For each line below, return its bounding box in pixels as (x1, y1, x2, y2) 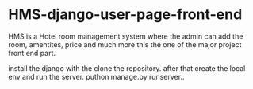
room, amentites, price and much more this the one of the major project (8, 39, 242, 49)
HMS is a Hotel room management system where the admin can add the (8, 32, 243, 41)
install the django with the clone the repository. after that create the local (8, 63, 246, 72)
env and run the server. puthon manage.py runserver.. (8, 72, 185, 81)
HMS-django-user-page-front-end (8, 6, 243, 24)
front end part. (8, 48, 56, 57)
